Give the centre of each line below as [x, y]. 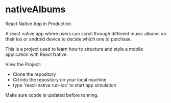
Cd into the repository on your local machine [59, 79]
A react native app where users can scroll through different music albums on [86, 33]
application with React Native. [36, 54]
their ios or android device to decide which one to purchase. [69, 39]
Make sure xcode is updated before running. [52, 95]
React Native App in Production [38, 24]
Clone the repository [34, 74]
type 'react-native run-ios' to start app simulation [64, 85]
